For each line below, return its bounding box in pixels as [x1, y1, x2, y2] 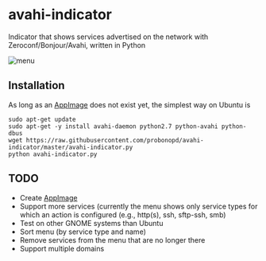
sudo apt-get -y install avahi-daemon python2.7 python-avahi [8, 122, 218, 130]
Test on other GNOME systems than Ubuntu [19, 218, 164, 228]
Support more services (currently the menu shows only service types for [19, 201, 258, 211]
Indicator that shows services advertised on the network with [8, 32, 209, 41]
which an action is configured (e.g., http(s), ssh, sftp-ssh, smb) [19, 209, 226, 220]
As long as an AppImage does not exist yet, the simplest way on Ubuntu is [8, 99, 251, 109]
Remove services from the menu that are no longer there [19, 235, 206, 244]
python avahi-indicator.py [8, 150, 98, 158]
